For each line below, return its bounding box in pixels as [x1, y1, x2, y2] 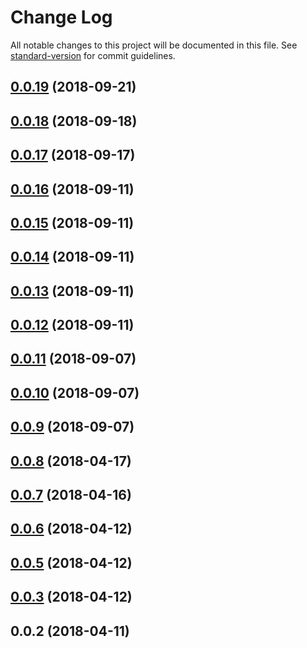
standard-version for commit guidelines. [10, 49, 176, 61]
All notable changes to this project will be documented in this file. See [10, 39, 298, 51]
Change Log [10, 6, 113, 29]
